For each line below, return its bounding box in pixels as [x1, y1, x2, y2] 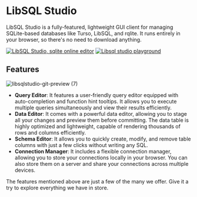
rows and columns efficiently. [14, 129, 86, 136]
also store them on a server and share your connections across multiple [14, 160, 189, 167]
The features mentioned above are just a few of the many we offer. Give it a [6, 178, 189, 185]
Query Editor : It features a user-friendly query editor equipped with [14, 91, 179, 98]
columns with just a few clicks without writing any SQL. [14, 141, 148, 148]
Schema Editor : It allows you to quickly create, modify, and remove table [14, 135, 191, 142]
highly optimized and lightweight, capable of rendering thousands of [14, 122, 181, 130]
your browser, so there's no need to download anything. [6, 36, 142, 43]
